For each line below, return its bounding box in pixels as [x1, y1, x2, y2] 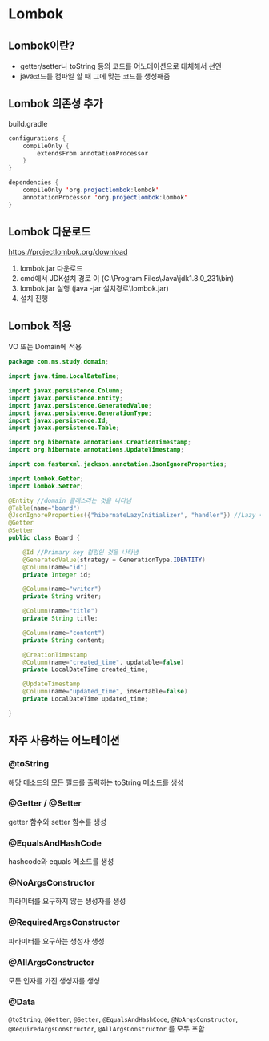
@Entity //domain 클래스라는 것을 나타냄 [8, 496, 132, 504]
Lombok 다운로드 [8, 225, 91, 239]
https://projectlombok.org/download [8, 247, 128, 256]
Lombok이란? [8, 38, 75, 52]
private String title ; [22, 614, 98, 623]
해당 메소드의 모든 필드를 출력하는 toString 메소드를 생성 [8, 778, 184, 787]
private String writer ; [22, 593, 102, 601]
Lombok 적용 [8, 319, 72, 332]
